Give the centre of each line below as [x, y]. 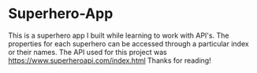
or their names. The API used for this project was [88, 52]
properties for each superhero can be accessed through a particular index [129, 43]
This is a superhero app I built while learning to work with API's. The [119, 35]
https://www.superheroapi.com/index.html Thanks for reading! [110, 60]
